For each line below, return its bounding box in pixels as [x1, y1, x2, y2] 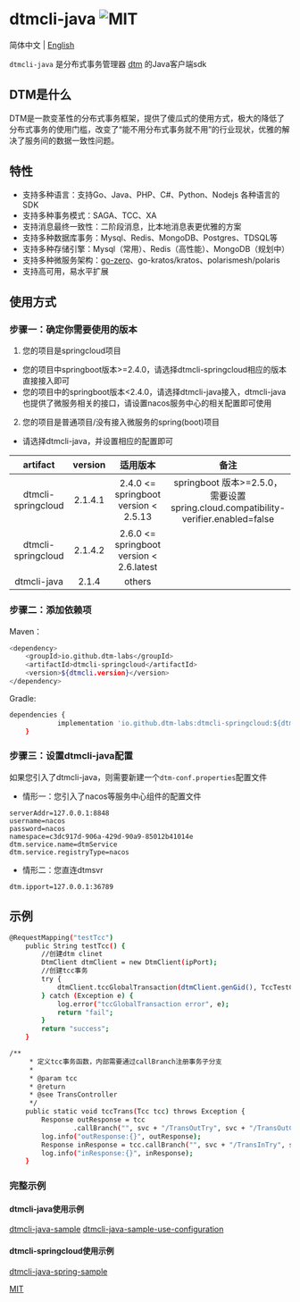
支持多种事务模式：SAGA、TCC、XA [21, 210, 158, 221]
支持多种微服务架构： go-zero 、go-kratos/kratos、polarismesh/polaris [21, 255, 280, 265]
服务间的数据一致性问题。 [24, 135, 119, 146]
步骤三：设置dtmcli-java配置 [9, 750, 134, 762]
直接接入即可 [21, 375, 70, 386]
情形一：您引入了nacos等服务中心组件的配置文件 [21, 791, 202, 802]
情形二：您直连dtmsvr [21, 864, 104, 875]
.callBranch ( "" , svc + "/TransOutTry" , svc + [72, 1123, 246, 1132]
